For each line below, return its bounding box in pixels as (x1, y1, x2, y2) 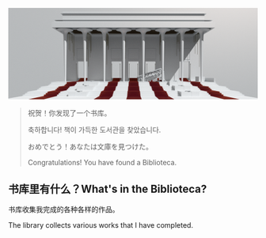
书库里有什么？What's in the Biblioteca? (8, 182, 207, 195)
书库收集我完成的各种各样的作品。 (8, 205, 120, 214)
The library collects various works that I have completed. (8, 221, 194, 230)
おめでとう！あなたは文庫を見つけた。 (27, 142, 153, 151)
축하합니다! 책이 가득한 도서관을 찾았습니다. (27, 125, 161, 134)
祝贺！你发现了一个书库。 (27, 108, 112, 118)
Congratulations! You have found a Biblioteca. (27, 157, 177, 167)
